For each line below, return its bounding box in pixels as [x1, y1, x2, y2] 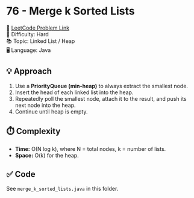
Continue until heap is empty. [14, 107, 88, 115]
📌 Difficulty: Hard [6, 30, 49, 37]
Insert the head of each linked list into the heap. [14, 89, 134, 96]
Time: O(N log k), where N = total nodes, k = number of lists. [14, 145, 166, 152]
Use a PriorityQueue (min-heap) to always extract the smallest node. [14, 82, 189, 89]
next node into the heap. [14, 101, 77, 109]
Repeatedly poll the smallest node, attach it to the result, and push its [14, 95, 187, 102]
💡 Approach [6, 66, 52, 77]
